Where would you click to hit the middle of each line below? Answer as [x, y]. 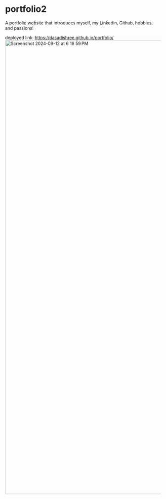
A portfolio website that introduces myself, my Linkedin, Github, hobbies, [79, 23]
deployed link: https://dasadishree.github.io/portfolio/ [59, 38]
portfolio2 [26, 9]
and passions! [19, 28]
